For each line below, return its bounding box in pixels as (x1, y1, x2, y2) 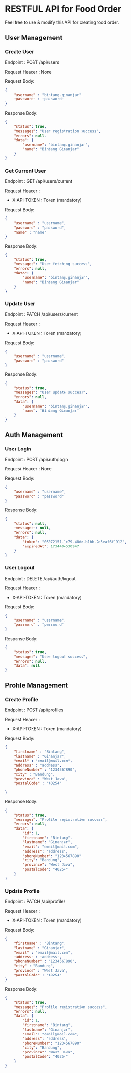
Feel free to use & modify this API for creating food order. (5, 20, 119, 25)
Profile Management (5, 681, 68, 689)
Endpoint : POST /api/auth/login (5, 456, 68, 462)
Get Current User (5, 167, 46, 174)
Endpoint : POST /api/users (5, 59, 60, 65)
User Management (5, 34, 63, 42)
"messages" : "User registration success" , (14, 128, 101, 134)
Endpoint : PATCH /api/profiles (5, 898, 66, 905)
